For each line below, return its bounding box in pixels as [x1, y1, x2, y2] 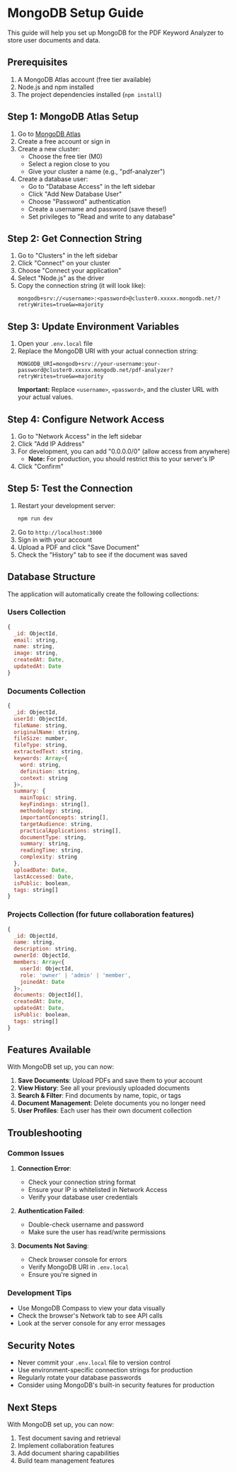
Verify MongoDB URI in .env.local [28, 1263, 129, 1271]
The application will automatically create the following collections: [7, 589, 200, 598]
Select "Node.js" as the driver [17, 274, 105, 282]
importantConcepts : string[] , [20, 813, 110, 821]
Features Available [7, 1044, 91, 1056]
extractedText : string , [13, 748, 83, 755]
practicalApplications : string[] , [20, 827, 122, 834]
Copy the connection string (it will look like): [17, 282, 146, 290]
